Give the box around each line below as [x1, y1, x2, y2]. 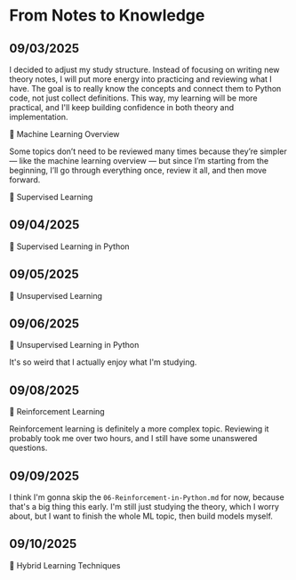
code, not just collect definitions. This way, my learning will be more [9, 93, 258, 103]
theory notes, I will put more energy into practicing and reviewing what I [9, 74, 273, 85]
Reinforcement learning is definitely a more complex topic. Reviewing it [9, 423, 269, 434]
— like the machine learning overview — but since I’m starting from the [9, 156, 269, 165]
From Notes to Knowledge [9, 5, 205, 26]
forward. [9, 174, 41, 185]
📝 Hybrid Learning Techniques [9, 560, 121, 570]
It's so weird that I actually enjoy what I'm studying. [9, 357, 197, 367]
